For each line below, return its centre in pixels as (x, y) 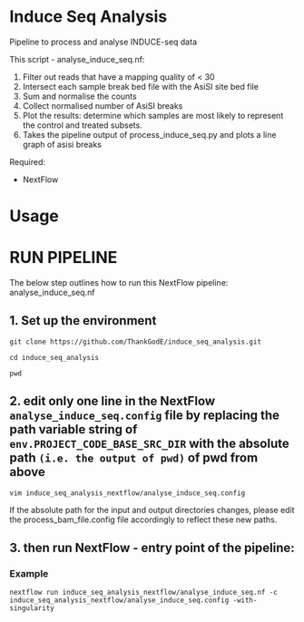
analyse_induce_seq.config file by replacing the (144, 416)
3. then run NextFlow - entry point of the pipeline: (152, 548)
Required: (28, 161)
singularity (32, 608)
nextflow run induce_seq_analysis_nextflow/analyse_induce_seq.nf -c (144, 593)
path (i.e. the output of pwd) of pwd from (134, 458)
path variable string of (74, 429)
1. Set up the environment (83, 321)
